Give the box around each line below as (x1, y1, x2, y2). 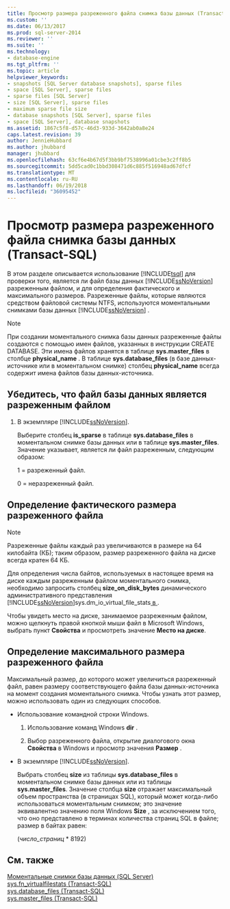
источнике (7, 362, 38, 370)
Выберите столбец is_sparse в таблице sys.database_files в (16, 431, 194, 439)
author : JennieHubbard (7, 138, 72, 145)
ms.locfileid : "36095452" (7, 188, 81, 195)
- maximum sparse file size (7, 105, 88, 112)
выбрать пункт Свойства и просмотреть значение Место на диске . (7, 626, 207, 634)
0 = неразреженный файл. (16, 479, 94, 487)
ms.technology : (7, 49, 51, 55)
